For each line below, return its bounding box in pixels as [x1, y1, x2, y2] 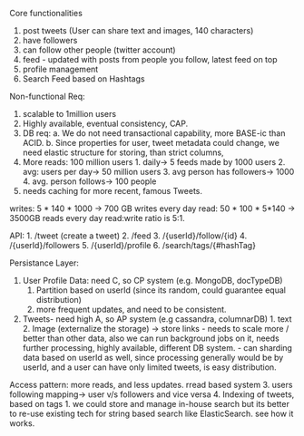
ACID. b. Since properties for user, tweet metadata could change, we [22, 138, 279, 148]
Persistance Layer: [9, 257, 79, 268]
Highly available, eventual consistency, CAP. [22, 118, 189, 129]
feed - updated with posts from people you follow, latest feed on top [22, 54, 279, 64]
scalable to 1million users [22, 109, 116, 119]
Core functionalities [9, 8, 83, 18]
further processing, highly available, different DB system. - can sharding [22, 343, 293, 353]
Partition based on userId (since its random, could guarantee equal [35, 285, 286, 296]
